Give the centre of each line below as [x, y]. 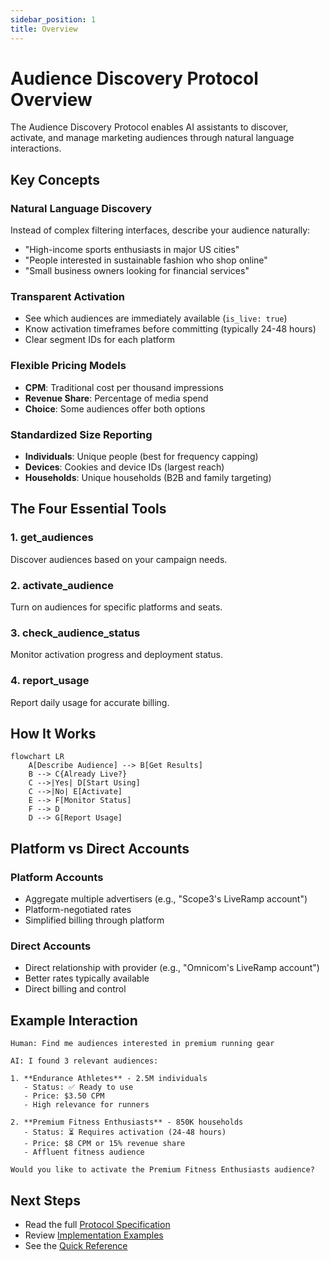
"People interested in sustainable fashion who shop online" [146, 260]
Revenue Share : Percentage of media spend [116, 398]
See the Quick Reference [76, 1246]
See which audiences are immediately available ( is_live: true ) [156, 318]
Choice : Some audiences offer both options [115, 408]
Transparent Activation [67, 297]
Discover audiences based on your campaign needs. [119, 559]
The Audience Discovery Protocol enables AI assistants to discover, [149, 127]
